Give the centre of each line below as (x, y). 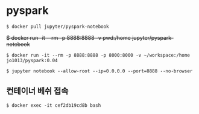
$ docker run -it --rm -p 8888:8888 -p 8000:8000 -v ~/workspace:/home (98, 55)
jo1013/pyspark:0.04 (32, 60)
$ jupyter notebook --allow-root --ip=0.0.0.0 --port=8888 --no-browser (99, 71)
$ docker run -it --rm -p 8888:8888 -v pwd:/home (69, 37)
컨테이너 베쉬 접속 (37, 91)
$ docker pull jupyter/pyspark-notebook (58, 27)
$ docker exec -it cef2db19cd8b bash (54, 105)
